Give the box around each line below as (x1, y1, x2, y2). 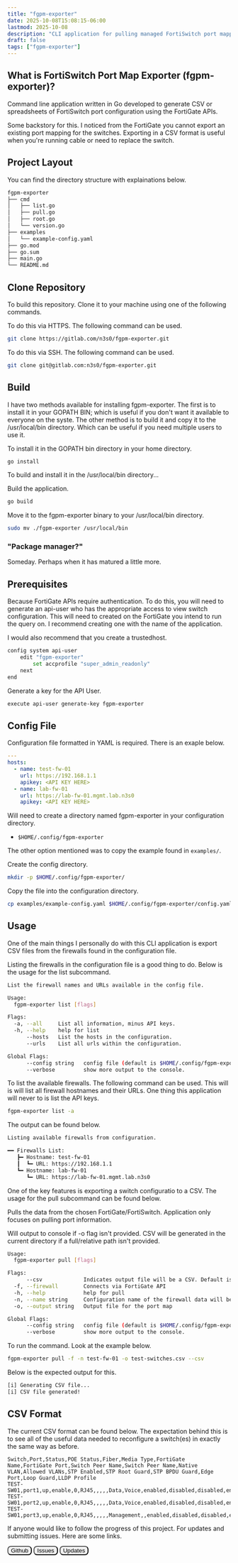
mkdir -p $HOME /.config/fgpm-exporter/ (7, 874, 125, 881)
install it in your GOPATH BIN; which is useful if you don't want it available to (7, 407, 229, 416)
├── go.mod (7, 242, 40, 249)
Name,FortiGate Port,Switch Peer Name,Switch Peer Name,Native (7, 1461, 198, 1469)
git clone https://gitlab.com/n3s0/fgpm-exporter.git (7, 335, 170, 342)
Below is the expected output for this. (7, 1368, 117, 1377)
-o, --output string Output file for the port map (13, 1302, 173, 1310)
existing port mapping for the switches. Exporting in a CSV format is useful (7, 128, 225, 137)
